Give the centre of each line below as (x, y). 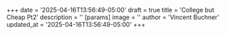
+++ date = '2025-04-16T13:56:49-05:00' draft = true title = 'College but (111, 10)
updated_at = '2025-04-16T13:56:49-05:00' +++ (76, 24)
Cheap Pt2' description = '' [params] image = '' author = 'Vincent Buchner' (113, 17)
